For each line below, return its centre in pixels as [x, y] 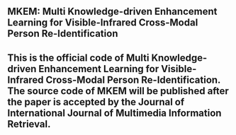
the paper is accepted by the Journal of [96, 102]
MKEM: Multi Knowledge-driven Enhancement [112, 12]
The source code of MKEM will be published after [118, 91]
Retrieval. [29, 124]
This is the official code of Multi [78, 58]
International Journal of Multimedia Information [114, 113]
